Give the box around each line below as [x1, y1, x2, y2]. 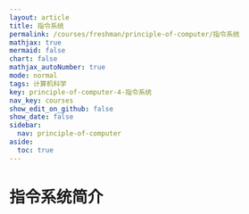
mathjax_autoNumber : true [9, 63, 105, 72]
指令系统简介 [9, 186, 104, 207]
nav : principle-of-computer [17, 129, 122, 138]
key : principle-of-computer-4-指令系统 [9, 87, 153, 96]
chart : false [9, 54, 58, 63]
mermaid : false [9, 46, 66, 55]
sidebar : [9, 121, 42, 130]
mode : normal [9, 71, 58, 80]
